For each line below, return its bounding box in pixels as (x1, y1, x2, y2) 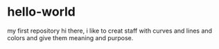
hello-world (7, 4, 76, 20)
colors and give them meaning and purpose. (7, 33, 134, 42)
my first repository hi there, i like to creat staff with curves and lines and (7, 27, 213, 35)
